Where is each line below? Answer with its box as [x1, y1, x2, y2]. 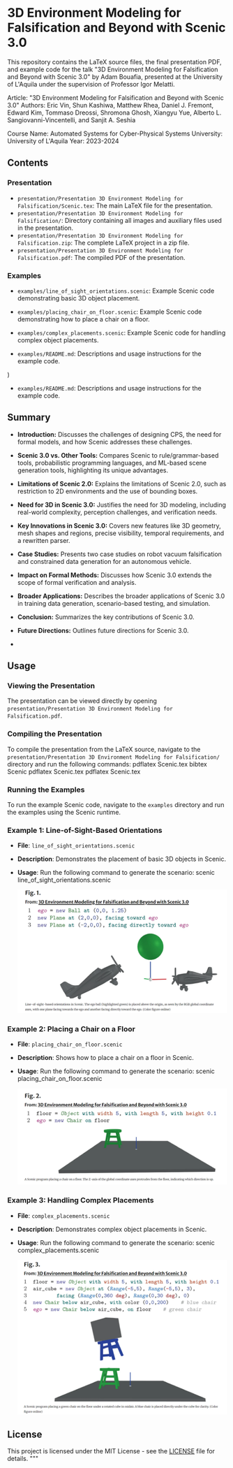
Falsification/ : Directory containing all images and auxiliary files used [17, 216, 222, 224]
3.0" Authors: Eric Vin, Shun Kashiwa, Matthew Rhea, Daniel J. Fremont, [7, 101, 214, 109]
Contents [7, 157, 49, 169]
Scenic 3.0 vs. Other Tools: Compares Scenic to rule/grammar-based [17, 451, 219, 459]
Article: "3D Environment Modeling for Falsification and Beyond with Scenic [7, 93, 225, 102]
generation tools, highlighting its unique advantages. [17, 466, 169, 474]
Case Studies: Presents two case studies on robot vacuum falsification [17, 550, 222, 558]
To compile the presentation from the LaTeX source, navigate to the [7, 745, 201, 753]
